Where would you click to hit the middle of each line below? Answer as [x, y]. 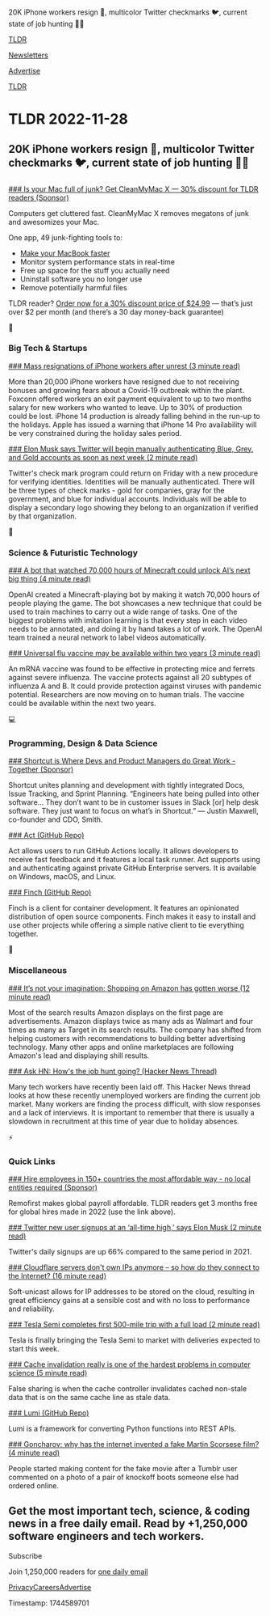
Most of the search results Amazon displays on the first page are [116, 1012]
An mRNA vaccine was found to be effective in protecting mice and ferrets [132, 669]
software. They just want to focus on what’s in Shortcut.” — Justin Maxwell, [134, 811]
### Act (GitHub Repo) [46, 835]
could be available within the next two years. [82, 704]
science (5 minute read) [48, 1373]
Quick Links [32, 1161]
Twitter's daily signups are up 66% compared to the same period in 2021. [130, 1251]
